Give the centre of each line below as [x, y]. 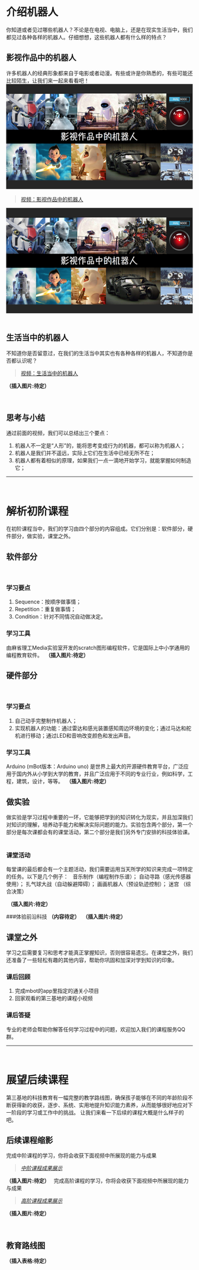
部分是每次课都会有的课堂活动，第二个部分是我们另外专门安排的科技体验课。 [99, 832]
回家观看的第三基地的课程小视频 [54, 998]
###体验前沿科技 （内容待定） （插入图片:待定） [66, 917]
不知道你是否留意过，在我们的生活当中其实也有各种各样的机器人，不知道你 [97, 353]
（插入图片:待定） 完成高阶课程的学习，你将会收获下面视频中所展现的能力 [97, 1181]
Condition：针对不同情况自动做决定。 [60, 617]
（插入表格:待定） [28, 1261]
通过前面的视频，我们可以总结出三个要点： [58, 433]
